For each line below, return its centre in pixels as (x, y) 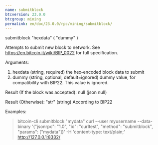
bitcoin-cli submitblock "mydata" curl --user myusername (77, 121)
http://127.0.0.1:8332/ (39, 137)
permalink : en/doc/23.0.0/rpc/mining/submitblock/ (59, 24)
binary (24, 127)
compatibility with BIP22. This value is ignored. (60, 83)
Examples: (16, 112)
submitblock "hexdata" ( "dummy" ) (42, 38)
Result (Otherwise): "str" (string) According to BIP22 (59, 102)
